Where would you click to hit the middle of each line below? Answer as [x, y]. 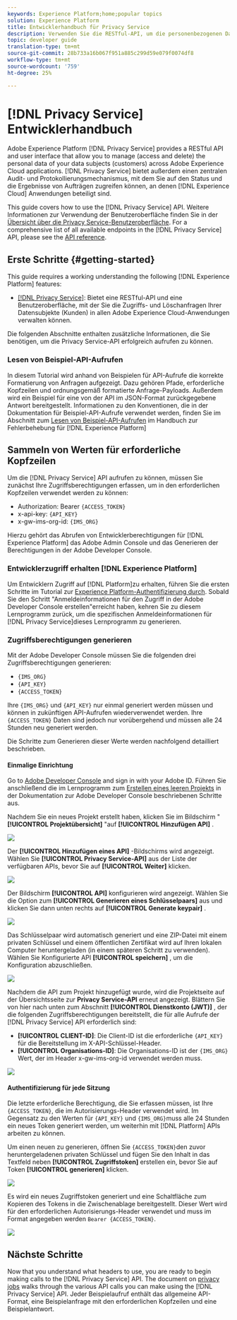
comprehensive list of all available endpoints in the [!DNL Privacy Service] [115, 230]
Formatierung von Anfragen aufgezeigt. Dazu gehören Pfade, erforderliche [116, 383]
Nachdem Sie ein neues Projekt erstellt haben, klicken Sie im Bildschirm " [114, 817]
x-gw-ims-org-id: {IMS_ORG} [58, 522]
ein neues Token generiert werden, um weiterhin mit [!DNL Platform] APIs [114, 1126]
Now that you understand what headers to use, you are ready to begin [109, 1271]
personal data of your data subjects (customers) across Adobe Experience [116, 164]
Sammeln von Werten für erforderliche [94, 450]
